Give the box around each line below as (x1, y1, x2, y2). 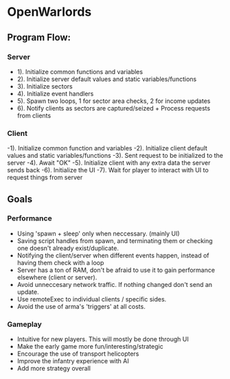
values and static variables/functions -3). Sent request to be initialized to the (7, 152, 224, 160)
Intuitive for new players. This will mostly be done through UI (16, 335, 189, 343)
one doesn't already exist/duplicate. (16, 244, 119, 252)
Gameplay (7, 319, 43, 329)
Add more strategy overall (16, 365, 91, 373)
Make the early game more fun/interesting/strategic (16, 343, 163, 351)
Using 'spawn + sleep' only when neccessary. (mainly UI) (16, 229, 180, 238)
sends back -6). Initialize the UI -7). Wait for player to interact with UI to (7, 166, 209, 174)
